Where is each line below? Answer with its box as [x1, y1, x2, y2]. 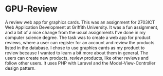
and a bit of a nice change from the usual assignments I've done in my [5, 29, 146, 35]
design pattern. [5, 65, 36, 71]
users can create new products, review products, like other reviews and [5, 55, 149, 61]
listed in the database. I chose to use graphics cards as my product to [5, 45, 145, 51]
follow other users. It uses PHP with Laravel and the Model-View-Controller [5, 60, 156, 66]
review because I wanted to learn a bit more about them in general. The [5, 50, 148, 56]
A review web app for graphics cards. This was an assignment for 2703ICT [5, 19, 155, 25]
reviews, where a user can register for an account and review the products [5, 39, 155, 45]
